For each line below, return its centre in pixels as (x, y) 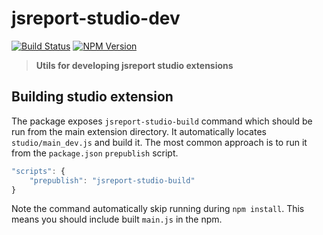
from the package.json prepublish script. (95, 153)
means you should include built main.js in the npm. (117, 219)
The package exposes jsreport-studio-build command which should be (162, 121)
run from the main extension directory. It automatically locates (139, 131)
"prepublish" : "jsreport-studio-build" (112, 180)
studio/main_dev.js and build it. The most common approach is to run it (159, 142)
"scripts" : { (38, 171)
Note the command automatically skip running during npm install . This (158, 209)
